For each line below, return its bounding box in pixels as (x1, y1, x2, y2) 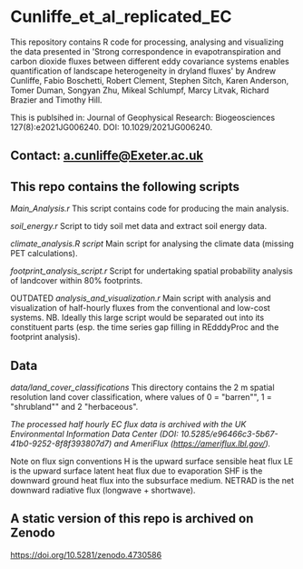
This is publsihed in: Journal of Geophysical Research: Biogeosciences (10, 112, 276, 123)
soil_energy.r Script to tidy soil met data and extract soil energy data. (10, 221, 268, 232)
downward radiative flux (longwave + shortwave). (10, 484, 196, 495)
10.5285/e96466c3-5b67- (181, 428, 279, 439)
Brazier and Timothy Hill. (10, 94, 103, 105)
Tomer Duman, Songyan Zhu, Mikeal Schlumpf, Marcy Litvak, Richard (10, 85, 269, 95)
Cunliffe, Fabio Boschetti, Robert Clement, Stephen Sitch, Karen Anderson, (10, 75, 289, 85)
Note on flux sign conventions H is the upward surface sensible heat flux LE (10, 455, 294, 466)
